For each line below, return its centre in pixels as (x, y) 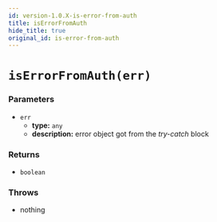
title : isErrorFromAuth (48, 23)
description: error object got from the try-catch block (120, 133)
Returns (24, 154)
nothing (32, 210)
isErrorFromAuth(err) (80, 76)
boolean (32, 172)
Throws (24, 192)
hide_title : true (37, 30)
